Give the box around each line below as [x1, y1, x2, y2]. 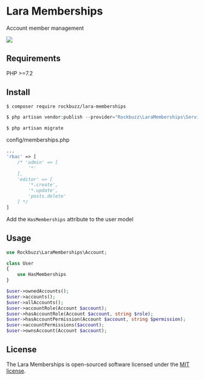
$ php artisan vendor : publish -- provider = [6, 114, 115, 120]
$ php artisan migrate [6, 125, 64, 131]
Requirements [6, 54, 61, 64]
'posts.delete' [28, 193, 67, 199]
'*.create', [28, 182, 59, 188]
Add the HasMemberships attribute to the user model [6, 215, 134, 223]
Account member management [6, 24, 84, 32]
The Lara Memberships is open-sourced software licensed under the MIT [6, 361, 190, 368]
